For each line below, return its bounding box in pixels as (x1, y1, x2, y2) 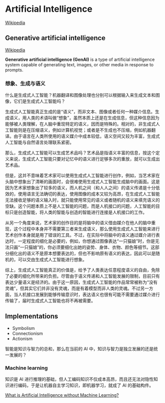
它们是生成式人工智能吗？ (13, 98, 65, 104)
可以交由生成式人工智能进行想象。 (18, 257, 87, 263)
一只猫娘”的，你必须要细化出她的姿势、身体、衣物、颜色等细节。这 (20, 244, 156, 250)
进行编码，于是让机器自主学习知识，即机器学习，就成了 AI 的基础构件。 (9, 382, 154, 388)
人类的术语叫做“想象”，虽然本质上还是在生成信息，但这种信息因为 (26, 115, 160, 121)
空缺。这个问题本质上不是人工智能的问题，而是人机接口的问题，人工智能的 (5, 203, 156, 209)
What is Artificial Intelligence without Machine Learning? (5, 392, 119, 398)
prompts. (5, 67, 24, 73)
